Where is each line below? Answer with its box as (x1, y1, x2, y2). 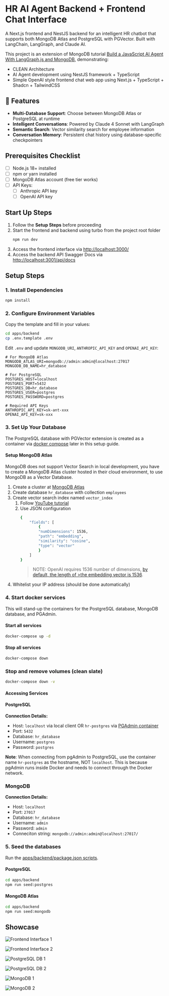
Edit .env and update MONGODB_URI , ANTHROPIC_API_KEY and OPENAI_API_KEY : (5, 345, 159, 351)
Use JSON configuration (20, 505, 71, 511)
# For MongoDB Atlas (5, 355, 49, 360)
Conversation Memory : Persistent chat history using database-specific (12, 132, 162, 138)
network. (5, 770, 24, 776)
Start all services (5, 623, 42, 629)
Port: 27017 (12, 809, 35, 815)
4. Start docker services (5, 594, 66, 601)
